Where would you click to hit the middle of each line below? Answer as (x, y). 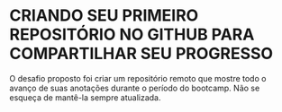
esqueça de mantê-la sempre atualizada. (85, 97)
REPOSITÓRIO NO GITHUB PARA (132, 34)
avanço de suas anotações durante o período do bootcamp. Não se (135, 88)
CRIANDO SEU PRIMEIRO (104, 16)
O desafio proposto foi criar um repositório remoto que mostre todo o (138, 78)
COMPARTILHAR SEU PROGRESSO (141, 54)
